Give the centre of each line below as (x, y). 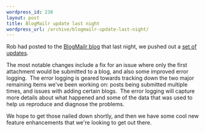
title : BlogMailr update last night (53, 23)
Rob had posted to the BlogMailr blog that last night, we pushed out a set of (102, 47)
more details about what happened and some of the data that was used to (99, 98)
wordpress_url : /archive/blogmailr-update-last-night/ (78, 29)
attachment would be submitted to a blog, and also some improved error (97, 72)
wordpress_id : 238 (30, 12)
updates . (17, 53)
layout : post (23, 18)
